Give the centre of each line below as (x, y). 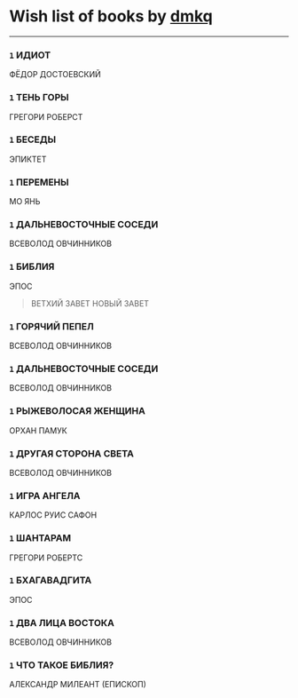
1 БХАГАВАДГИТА (51, 581)
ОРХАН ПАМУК (39, 430)
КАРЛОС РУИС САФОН (53, 515)
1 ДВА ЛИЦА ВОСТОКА (62, 623)
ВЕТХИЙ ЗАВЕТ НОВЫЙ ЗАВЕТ (90, 303)
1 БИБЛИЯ (32, 266)
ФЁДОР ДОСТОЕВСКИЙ (55, 75)
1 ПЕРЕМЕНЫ (39, 182)
